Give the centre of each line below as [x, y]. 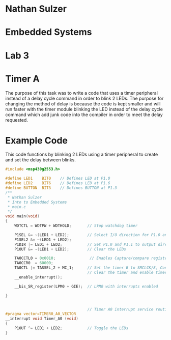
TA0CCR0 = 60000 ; [34, 263]
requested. [17, 120]
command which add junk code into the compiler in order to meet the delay [84, 115]
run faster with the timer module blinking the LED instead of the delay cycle [84, 109]
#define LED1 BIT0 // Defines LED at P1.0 [58, 179]
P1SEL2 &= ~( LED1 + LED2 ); [43, 240]
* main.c [17, 207]
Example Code [36, 140]
